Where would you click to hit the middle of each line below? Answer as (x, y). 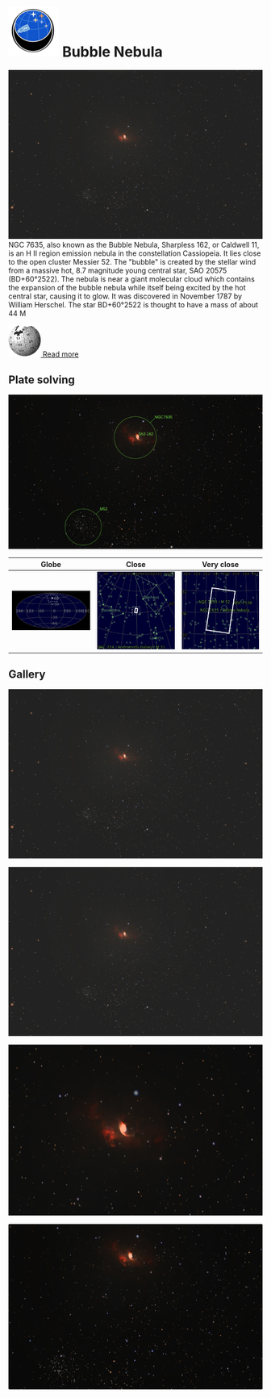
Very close (220, 564)
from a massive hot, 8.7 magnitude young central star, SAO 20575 (118, 271)
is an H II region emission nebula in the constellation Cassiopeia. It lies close (135, 253)
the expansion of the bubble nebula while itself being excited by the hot (127, 288)
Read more (60, 354)
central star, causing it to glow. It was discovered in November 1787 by (125, 296)
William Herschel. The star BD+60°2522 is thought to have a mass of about (133, 305)
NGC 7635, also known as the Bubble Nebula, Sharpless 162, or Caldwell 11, (134, 245)
